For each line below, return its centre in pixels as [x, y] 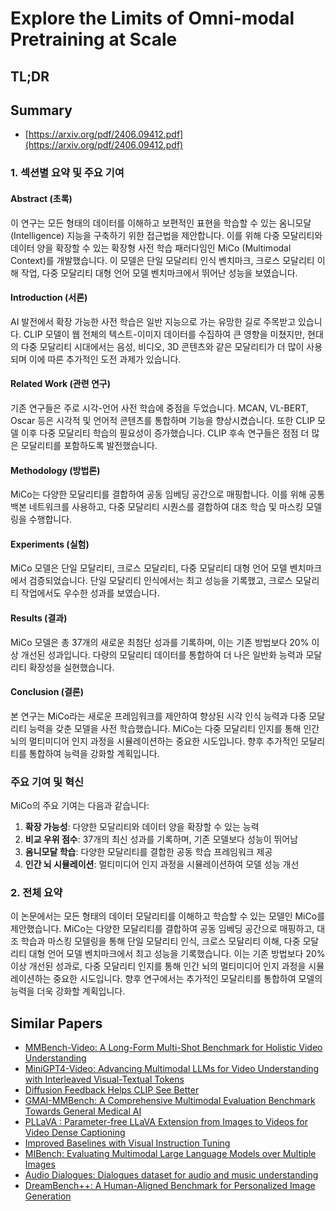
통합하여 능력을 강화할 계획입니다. [94, 753]
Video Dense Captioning [75, 1133]
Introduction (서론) [49, 298]
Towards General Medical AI [83, 1111]
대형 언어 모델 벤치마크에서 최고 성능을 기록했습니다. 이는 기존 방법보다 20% [177, 954]
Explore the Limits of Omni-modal [152, 18]
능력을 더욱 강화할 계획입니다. [68, 991]
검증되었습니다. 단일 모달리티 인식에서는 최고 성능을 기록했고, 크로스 [160, 581]
